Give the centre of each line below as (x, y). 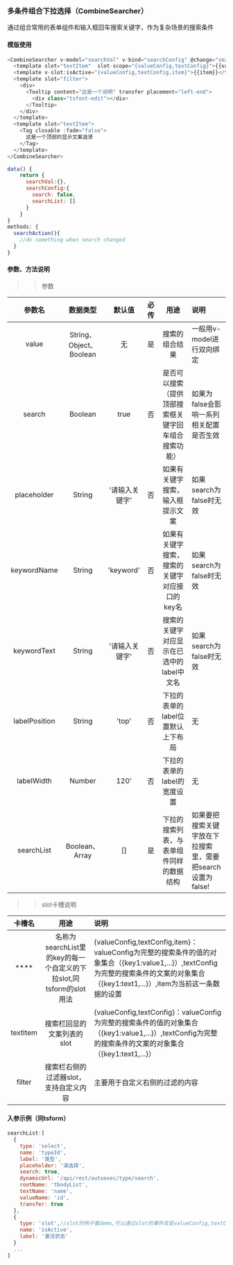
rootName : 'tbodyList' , (54, 1185)
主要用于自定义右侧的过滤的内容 (146, 1082)
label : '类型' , (41, 1159)
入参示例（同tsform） (38, 1118)
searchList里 (66, 947)
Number (83, 780)
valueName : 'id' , (45, 1198)
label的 (173, 781)
